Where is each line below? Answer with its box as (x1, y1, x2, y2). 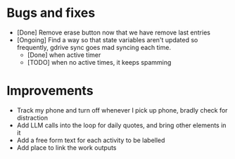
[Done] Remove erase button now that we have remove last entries (16, 28, 210, 37)
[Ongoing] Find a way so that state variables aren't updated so (16, 35, 198, 44)
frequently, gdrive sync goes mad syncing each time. (16, 43, 172, 51)
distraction (16, 113, 49, 122)
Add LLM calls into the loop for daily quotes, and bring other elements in (16, 121, 227, 129)
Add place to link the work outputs (16, 143, 117, 152)
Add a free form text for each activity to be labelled (16, 136, 165, 144)
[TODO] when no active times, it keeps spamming (27, 58, 172, 66)
